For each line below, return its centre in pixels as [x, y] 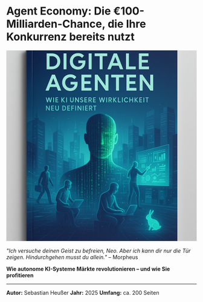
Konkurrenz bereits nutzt [70, 37]
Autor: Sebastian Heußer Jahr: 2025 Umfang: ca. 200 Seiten [83, 292]
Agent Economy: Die [59, 11]
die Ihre [127, 24]
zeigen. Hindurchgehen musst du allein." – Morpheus [72, 257]
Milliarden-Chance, [56, 24]
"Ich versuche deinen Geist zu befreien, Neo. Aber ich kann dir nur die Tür [98, 251]
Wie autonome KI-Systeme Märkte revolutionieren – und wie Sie [88, 269]
